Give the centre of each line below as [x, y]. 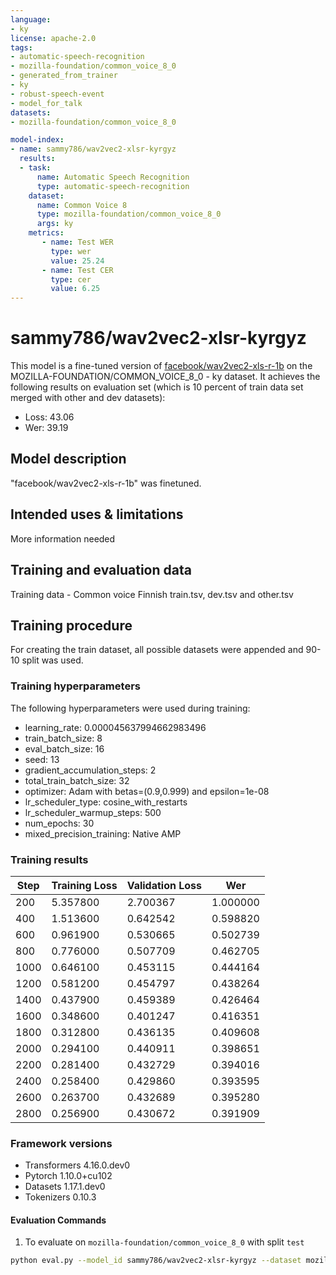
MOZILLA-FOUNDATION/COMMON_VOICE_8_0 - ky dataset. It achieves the [165, 377]
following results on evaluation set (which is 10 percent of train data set [157, 387]
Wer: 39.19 [46, 428]
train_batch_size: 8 [63, 738]
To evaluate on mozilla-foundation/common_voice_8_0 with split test [164, 1242]
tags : [21, 47]
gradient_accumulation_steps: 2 [90, 770]
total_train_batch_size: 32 [77, 780]
